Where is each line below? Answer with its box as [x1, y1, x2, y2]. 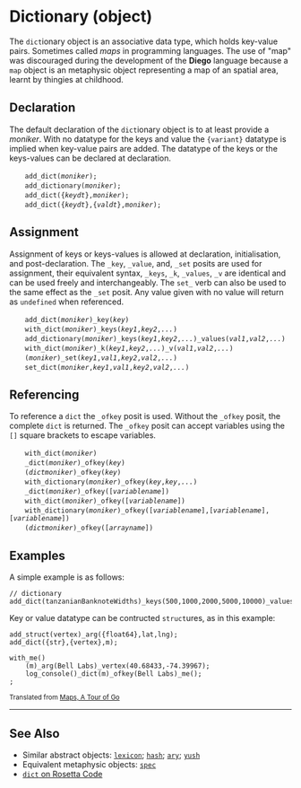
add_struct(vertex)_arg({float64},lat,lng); [9, 630, 178, 639]
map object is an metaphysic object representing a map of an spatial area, [9, 65, 279, 75]
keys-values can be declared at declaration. [9, 153, 172, 163]
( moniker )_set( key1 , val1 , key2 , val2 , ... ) [24, 353, 177, 363]
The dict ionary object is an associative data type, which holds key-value [9, 36, 279, 47]
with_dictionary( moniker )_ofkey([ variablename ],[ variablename [24, 506, 262, 515]
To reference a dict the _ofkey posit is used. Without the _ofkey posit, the [9, 411, 280, 422]
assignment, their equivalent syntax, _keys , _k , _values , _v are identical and [9, 267, 287, 278]
